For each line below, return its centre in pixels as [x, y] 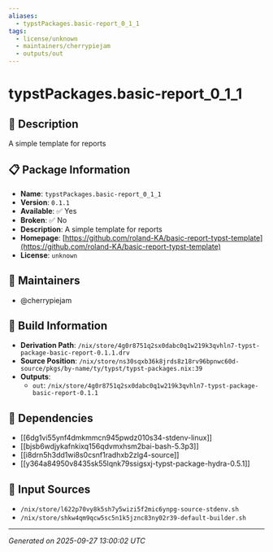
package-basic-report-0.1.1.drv [75, 353]
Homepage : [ [43, 237]
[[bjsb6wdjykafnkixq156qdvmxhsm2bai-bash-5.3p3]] [109, 446]
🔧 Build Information [58, 326]
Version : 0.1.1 [45, 202]
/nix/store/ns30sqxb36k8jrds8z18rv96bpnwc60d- [159, 362]
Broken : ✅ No [43, 219]
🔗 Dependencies [51, 418]
